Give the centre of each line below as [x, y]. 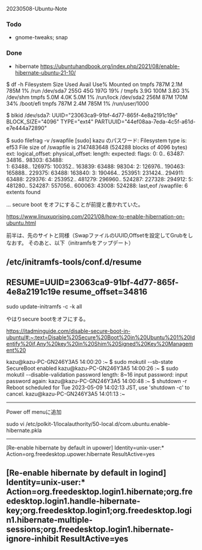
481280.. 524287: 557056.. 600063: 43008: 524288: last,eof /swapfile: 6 [97, 186]
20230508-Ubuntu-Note [37, 9]
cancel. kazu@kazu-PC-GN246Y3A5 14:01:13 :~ [66, 393]
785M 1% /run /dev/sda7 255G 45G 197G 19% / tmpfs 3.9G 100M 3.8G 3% [98, 90]
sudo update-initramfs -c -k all [44, 306]
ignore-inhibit [32, 539]
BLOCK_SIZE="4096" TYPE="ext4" [50, 121]
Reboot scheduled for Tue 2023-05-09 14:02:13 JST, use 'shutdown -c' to [98, 387]
